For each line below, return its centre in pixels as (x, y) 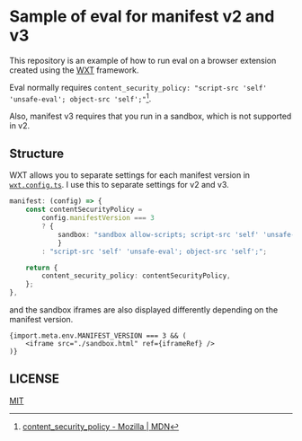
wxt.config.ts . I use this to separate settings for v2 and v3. (119, 185)
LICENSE (35, 379)
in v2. (20, 125)
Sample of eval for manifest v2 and (142, 17)
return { (42, 268)
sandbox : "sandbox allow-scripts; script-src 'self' (158, 234)
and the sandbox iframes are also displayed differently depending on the (144, 310)
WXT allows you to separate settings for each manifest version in (129, 175)
